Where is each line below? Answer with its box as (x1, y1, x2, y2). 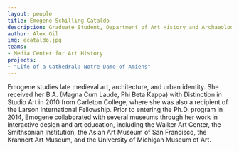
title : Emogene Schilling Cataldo (7, 17, 110, 24)
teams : (7, 43, 27, 50)
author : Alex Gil (7, 30, 59, 38)
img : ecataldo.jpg (7, 37, 62, 44)
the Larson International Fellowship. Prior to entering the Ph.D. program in (7, 105, 223, 113)
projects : (7, 57, 37, 64)
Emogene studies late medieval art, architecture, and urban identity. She (7, 82, 219, 91)
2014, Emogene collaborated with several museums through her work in (7, 113, 218, 121)
